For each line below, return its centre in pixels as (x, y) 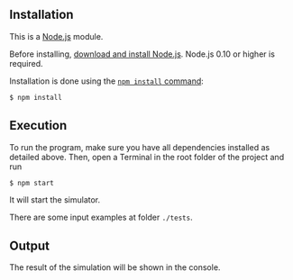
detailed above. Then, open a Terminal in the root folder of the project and (147, 157)
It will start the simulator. (55, 200)
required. (26, 63)
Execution (38, 126)
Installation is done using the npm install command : (107, 81)
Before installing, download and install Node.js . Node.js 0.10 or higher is (142, 54)
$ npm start (32, 183)
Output (29, 245)
